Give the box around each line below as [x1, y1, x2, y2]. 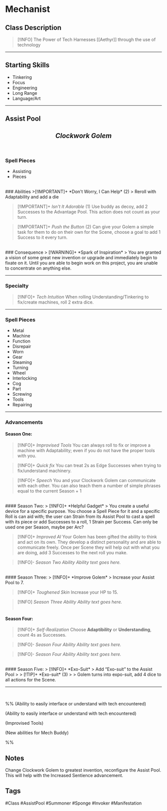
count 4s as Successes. [17, 632, 67, 638]
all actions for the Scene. [5, 677, 56, 683]
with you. [17, 453, 36, 459]
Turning [12, 364, 29, 370]
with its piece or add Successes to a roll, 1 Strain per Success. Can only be [5, 519, 158, 525]
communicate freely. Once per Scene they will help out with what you [17, 544, 160, 550]
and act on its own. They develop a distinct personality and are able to [17, 539, 162, 545]
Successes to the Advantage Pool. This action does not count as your [17, 209, 160, 215]
